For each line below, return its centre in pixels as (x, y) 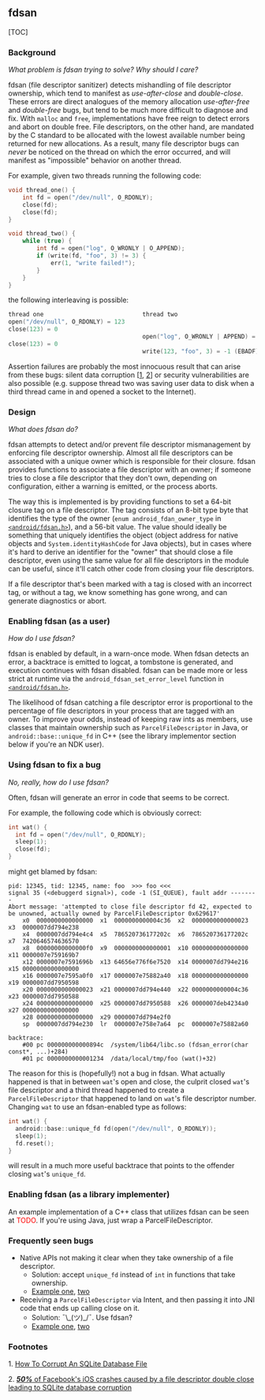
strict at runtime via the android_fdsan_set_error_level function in (116, 679)
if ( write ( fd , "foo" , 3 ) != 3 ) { (91, 256)
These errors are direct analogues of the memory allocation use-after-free (129, 102)
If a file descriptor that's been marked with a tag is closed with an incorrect (130, 584)
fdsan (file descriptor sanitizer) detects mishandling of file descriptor (120, 85)
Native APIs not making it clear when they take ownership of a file (127, 1257)
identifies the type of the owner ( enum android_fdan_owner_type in (115, 518)
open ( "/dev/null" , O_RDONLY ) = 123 (67, 322)
